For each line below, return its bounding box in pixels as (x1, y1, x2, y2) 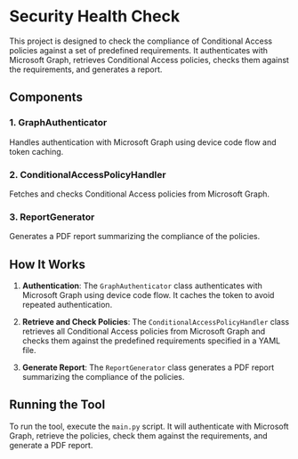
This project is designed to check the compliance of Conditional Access (9, 36, 273, 46)
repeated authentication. (21, 300, 113, 310)
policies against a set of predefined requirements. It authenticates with (9, 44, 269, 55)
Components (9, 90, 83, 105)
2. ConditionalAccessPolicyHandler (9, 168, 166, 181)
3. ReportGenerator (9, 211, 95, 223)
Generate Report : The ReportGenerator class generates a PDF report (21, 362, 275, 373)
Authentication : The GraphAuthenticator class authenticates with (21, 280, 262, 291)
